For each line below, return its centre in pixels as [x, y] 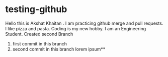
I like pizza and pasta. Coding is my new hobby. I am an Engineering [76, 28]
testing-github [36, 9]
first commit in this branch [39, 43]
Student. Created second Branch [39, 34]
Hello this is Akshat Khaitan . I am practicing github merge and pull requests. [84, 23]
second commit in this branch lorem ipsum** [59, 49]
